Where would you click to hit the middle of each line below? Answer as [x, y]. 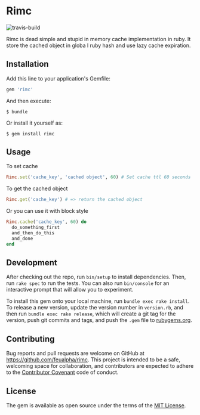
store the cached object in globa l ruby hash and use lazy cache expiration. [99, 45]
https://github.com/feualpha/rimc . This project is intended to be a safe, [93, 360]
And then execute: [29, 101]
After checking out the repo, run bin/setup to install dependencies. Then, [96, 277]
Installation [27, 64]
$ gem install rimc [30, 134]
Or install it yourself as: [34, 123]
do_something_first [36, 228]
